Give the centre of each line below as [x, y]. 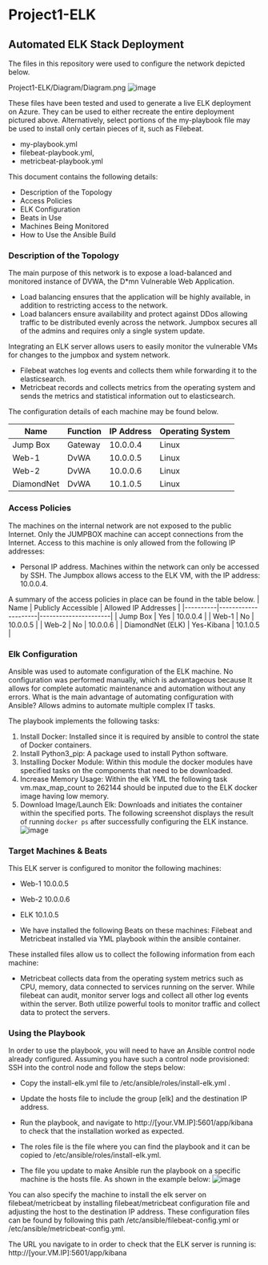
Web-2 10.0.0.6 [45, 900]
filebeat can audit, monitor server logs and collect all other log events [134, 996]
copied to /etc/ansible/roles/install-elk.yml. [90, 1155]
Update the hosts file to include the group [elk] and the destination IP [134, 1098]
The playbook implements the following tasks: [84, 721]
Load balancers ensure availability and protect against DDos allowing [134, 314]
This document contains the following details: [83, 177]
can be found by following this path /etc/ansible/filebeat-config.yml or [124, 1220]
